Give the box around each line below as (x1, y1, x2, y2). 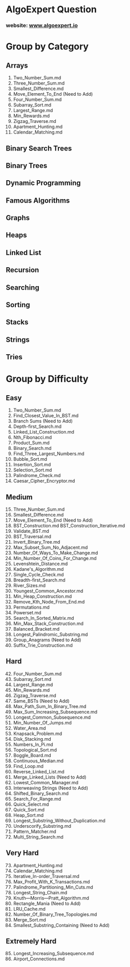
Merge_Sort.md (13, 916, 47, 922)
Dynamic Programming (6, 179, 81, 187)
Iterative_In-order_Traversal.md (13, 873, 80, 879)
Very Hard (6, 849, 39, 857)
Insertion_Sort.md (13, 462, 51, 468)
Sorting (6, 300, 30, 309)
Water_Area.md (13, 725, 46, 731)
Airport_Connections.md (13, 956, 65, 962)
